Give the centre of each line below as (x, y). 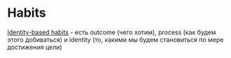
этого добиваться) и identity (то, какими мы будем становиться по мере (115, 39)
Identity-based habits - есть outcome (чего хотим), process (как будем (112, 32)
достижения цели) (35, 47)
